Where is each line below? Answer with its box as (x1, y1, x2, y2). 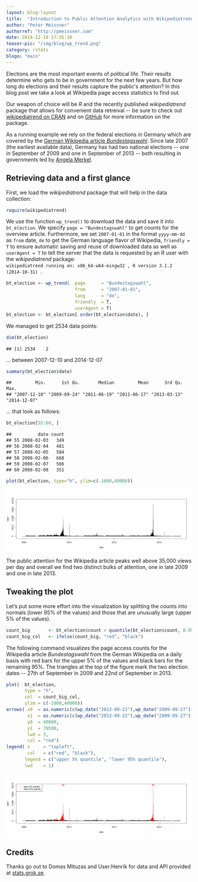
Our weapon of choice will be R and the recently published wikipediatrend (6, 101, 186, 108)
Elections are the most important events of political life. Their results (6, 70, 172, 77)
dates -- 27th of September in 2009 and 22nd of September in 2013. (6, 669, 173, 677)
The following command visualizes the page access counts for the (6, 644, 167, 651)
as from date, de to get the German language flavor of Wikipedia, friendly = (6, 237, 190, 244)
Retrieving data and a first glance (6, 173, 131, 183)
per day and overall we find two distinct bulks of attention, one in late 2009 (6, 564, 189, 571)
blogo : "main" (6, 53, 41, 59)
